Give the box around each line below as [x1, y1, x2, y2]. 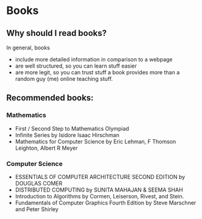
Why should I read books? [6, 28, 107, 38]
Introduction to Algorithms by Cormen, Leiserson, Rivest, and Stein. [15, 192, 184, 200]
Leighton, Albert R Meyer [15, 144, 78, 151]
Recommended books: [6, 92, 94, 103]
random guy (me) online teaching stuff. [15, 75, 113, 82]
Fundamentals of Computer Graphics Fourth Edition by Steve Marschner [15, 199, 197, 206]
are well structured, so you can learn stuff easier [15, 62, 137, 69]
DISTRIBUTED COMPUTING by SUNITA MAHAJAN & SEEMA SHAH [15, 186, 184, 193]
